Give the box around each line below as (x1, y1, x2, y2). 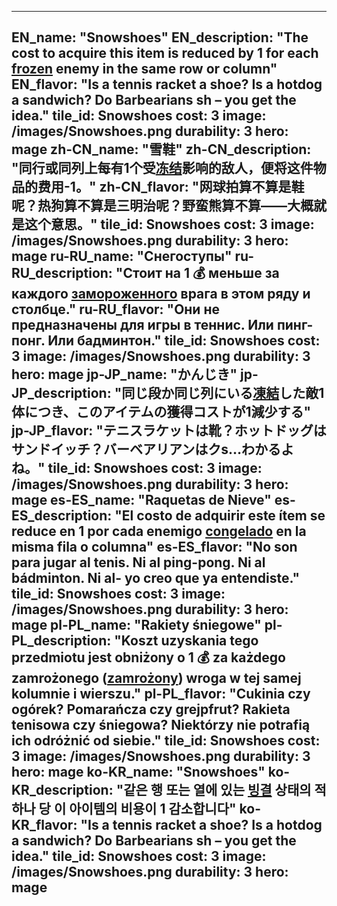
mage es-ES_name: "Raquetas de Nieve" (11, 492, 272, 509)
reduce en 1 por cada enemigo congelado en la (11, 523, 307, 540)
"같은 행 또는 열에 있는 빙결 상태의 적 (115, 782, 327, 799)
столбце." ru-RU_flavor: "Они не (11, 301, 220, 318)
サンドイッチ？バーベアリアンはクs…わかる (11, 441, 281, 458)
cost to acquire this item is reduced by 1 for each (11, 45, 319, 62)
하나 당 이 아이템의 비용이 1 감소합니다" (11, 801, 237, 818)
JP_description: (11, 385, 112, 402)
